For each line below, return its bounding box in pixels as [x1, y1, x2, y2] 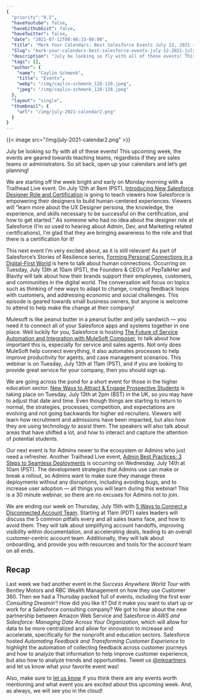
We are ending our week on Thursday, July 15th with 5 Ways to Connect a [6, 503, 187, 510]
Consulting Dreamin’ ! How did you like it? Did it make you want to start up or [6, 599, 193, 606]
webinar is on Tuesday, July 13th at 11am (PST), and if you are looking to [6, 360, 183, 367]
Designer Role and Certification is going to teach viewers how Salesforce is [6, 191, 190, 198]
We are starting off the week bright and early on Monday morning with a [6, 179, 183, 186]
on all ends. [6, 547, 35, 554]
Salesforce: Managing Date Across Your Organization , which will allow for [6, 618, 188, 625]
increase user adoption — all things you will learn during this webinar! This [6, 485, 189, 492]
